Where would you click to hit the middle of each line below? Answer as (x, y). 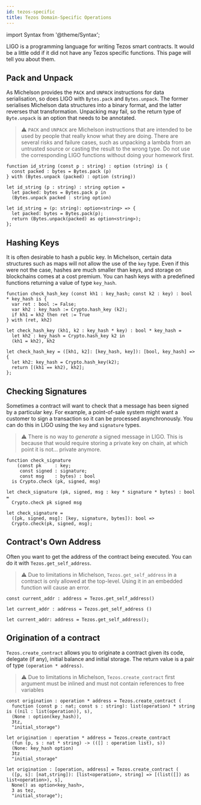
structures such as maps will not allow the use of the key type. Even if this (98, 264)
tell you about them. (31, 59)
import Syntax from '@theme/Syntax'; (53, 34)
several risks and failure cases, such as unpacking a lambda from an (106, 143)
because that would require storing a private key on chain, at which (104, 443)
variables (32, 689)
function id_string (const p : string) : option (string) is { (87, 166)
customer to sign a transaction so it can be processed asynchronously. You (100, 418)
